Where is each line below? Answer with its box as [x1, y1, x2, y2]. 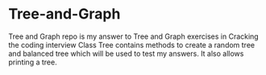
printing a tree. [8, 57, 58, 67]
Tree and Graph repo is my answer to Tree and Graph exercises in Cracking [8, 31, 260, 41]
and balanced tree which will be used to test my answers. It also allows [8, 48, 244, 58]
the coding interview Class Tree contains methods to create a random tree [8, 40, 256, 49]
